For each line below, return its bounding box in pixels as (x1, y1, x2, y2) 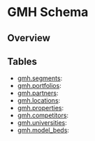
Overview (7, 32, 51, 44)
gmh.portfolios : (17, 82, 61, 90)
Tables (7, 55, 37, 67)
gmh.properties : (17, 104, 64, 112)
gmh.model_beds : (17, 126, 70, 135)
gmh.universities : (17, 119, 68, 127)
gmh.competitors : (17, 111, 68, 119)
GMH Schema (7, 4, 89, 20)
